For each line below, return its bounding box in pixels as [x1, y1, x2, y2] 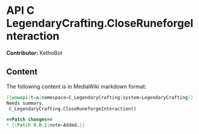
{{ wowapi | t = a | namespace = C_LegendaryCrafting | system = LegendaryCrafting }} [6, 94, 194, 100]
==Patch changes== [6, 116, 53, 123]
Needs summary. [6, 100, 45, 106]
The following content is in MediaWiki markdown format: [6, 83, 147, 90]
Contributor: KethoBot [6, 49, 63, 56]
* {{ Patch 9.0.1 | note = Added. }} [6, 122, 85, 129]
